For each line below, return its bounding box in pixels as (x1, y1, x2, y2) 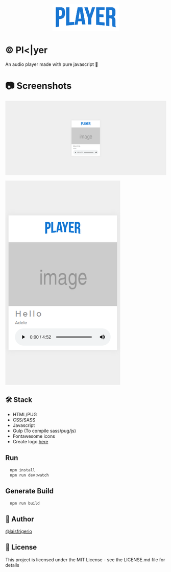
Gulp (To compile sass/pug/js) (12, 428, 77, 434)
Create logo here (12, 439, 48, 445)
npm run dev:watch (10, 473, 50, 478)
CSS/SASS (12, 417, 36, 423)
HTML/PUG (12, 412, 37, 418)
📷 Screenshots (5, 80, 72, 92)
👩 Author (5, 515, 34, 523)
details (5, 562, 19, 568)
